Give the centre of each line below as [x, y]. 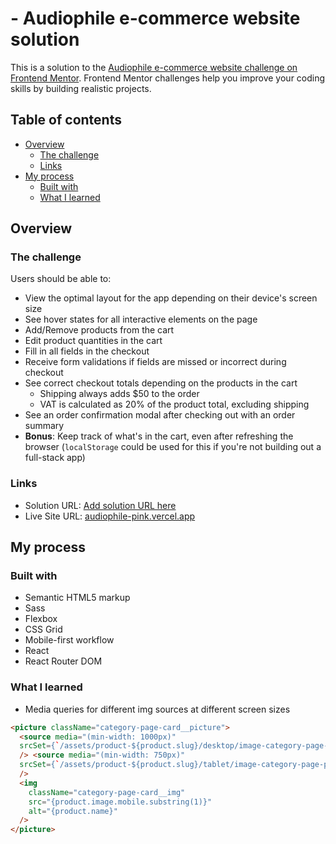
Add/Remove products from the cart [99, 330]
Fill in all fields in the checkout [87, 351]
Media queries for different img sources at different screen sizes [157, 709]
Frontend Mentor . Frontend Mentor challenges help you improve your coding [168, 78]
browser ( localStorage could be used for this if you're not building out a [173, 447]
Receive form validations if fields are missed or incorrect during [155, 362]
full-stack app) [55, 458]
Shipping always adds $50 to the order [119, 394]
